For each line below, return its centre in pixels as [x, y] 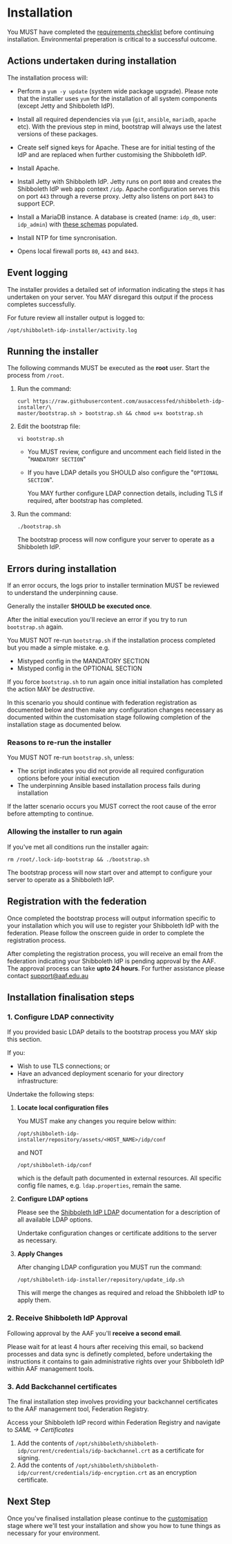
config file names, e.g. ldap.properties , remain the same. [99, 1186]
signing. [28, 1458]
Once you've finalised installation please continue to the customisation [108, 1518]
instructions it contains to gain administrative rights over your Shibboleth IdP [116, 1361]
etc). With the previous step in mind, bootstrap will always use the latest [119, 127]
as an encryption [173, 1472]
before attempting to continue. [50, 814]
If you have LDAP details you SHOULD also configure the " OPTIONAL [123, 472]
